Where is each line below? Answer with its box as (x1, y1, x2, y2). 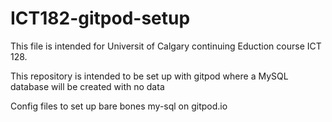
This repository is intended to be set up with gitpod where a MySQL (10, 70, 289, 82)
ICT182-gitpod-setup (10, 7, 191, 30)
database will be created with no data (10, 80, 165, 92)
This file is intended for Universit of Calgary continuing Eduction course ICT (10, 40, 322, 52)
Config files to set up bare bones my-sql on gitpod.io (10, 100, 228, 112)
